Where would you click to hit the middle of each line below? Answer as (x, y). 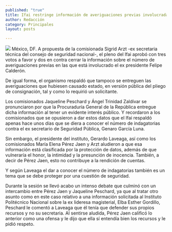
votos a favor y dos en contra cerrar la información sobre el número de (80, 60)
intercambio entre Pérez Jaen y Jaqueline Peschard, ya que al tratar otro (82, 191)
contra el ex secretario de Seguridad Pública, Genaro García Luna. (75, 129)
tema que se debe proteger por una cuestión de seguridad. (68, 176)
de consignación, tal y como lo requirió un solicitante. (62, 92)
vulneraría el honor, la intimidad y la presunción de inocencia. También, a (82, 155)
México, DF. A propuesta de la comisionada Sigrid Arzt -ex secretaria (84, 49)
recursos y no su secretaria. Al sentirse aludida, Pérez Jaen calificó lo (79, 213)
